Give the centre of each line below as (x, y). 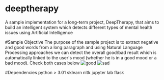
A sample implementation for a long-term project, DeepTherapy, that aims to (82, 22)
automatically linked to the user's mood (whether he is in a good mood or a (81, 57)
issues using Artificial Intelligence (39, 32)
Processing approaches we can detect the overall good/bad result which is (81, 53)
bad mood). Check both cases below (42, 63)
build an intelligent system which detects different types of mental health (79, 27)
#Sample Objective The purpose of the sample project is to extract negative (82, 42)
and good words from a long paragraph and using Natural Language (74, 47)
